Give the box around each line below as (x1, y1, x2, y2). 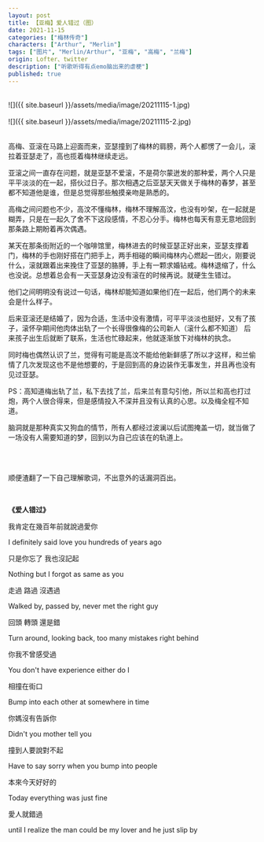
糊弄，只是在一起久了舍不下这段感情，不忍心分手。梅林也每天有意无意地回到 (8, 214, 256, 223)
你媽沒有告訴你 (8, 713, 57, 722)
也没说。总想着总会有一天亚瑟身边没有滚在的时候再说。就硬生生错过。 (8, 270, 236, 279)
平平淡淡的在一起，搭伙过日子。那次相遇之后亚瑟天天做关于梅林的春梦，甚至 (8, 178, 256, 187)
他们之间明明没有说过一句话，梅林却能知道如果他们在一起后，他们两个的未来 (8, 286, 256, 296)
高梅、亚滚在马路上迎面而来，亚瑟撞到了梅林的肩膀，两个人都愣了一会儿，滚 (8, 141, 256, 150)
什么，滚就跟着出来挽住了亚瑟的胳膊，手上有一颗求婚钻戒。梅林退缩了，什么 (8, 260, 256, 270)
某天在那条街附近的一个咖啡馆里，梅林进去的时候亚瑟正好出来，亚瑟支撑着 (8, 241, 249, 250)
